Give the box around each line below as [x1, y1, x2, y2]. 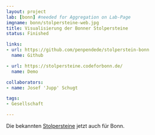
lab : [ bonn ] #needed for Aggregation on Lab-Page [6, 14, 131, 20]
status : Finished [6, 31, 49, 37]
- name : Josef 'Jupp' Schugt [6, 85, 78, 91]
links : [6, 41, 22, 47]
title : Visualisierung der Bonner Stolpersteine [6, 25, 128, 31]
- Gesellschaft [6, 101, 44, 107]
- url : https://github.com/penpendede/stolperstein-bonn [6, 47, 150, 53]
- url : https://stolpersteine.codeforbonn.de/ [6, 63, 123, 69]
